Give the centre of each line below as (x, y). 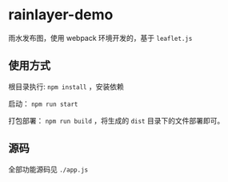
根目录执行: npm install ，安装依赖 (66, 87)
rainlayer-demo (61, 15)
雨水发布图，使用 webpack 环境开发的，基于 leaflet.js (100, 38)
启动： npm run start (43, 103)
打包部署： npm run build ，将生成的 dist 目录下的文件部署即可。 (116, 120)
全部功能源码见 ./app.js (48, 169)
